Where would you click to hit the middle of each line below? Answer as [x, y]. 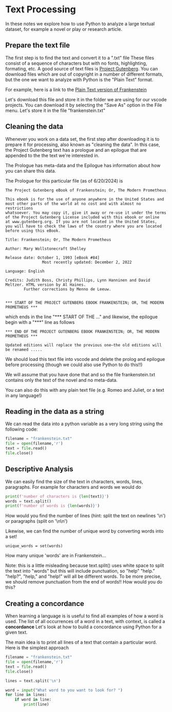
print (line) [37, 705]
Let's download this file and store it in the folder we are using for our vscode [86, 99]
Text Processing [41, 10]
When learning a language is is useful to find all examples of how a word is [84, 616]
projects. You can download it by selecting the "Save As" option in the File [84, 105]
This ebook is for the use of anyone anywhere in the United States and [85, 199]
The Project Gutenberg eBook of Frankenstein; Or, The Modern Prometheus [86, 190]
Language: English [25, 271]
